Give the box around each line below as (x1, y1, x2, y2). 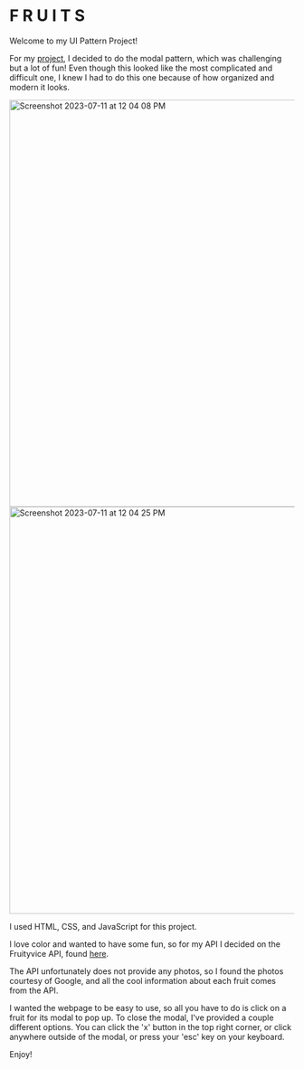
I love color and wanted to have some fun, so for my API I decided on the (9, 938, 280, 950)
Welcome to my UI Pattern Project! (9, 35, 138, 46)
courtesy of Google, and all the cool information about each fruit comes (9, 975, 276, 986)
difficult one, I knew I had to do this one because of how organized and (9, 71, 274, 82)
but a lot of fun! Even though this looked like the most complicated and (9, 62, 273, 73)
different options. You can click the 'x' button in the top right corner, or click (9, 1021, 292, 1032)
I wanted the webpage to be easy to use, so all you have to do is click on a (9, 1002, 287, 1013)
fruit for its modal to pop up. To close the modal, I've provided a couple (9, 1012, 274, 1023)
